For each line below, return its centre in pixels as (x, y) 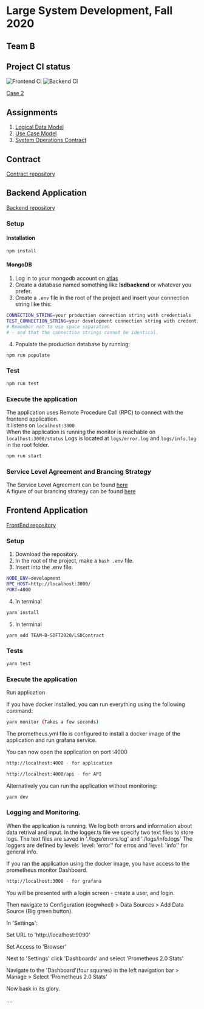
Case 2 (15, 93)
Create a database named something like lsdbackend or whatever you (103, 285)
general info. (22, 852)
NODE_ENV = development (34, 579)
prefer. (23, 291)
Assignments (32, 112)
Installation (21, 238)
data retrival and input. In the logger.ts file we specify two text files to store (100, 832)
